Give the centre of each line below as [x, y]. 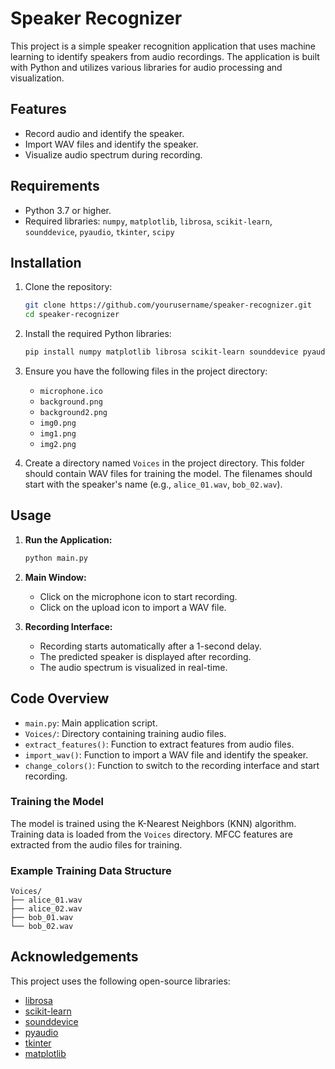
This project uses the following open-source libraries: [120, 981]
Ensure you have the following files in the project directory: [146, 371]
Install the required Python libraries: [98, 334]
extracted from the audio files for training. [96, 844]
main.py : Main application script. [91, 723]
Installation [46, 262]
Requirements [55, 186]
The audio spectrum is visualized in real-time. [133, 667]
